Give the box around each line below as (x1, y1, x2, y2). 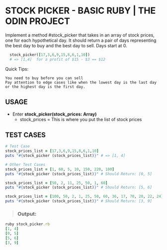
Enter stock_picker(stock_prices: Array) (12, 111, 97, 117)
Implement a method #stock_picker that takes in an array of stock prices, (5, 32, 155, 38)
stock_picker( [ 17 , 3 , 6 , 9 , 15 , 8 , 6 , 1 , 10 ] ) (9, 52, 90, 57)
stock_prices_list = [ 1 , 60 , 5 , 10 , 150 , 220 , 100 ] (5, 167, 114, 172)
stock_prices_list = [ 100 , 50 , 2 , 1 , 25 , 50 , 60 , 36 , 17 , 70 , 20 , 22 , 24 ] (5, 194, 164, 199)
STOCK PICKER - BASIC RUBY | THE (5, 5, 156, 16)
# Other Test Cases (5, 162, 46, 167)
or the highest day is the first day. (5, 84, 85, 89)
